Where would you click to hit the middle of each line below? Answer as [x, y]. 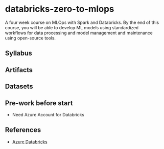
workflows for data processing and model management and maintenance [79, 33]
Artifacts [19, 70]
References [23, 130]
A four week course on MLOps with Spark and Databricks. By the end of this [82, 22]
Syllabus [19, 53]
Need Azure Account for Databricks [48, 114]
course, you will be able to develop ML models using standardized [72, 27]
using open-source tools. [30, 38]
